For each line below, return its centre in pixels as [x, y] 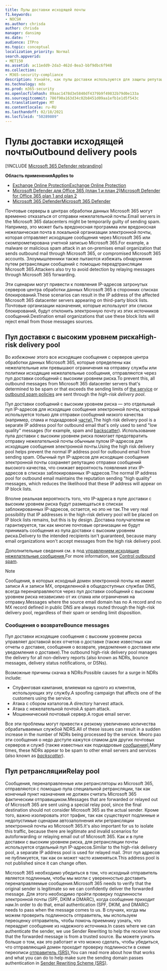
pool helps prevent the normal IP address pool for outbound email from [78, 452]
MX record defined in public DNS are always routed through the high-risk [80, 607]
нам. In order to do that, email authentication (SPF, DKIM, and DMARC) [77, 905]
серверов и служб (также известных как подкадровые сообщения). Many [83, 745]
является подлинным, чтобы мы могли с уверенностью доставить [76, 878]
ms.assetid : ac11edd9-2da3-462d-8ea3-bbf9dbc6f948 [59, 65]
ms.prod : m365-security [30, 89]
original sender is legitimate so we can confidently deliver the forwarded [79, 889]
